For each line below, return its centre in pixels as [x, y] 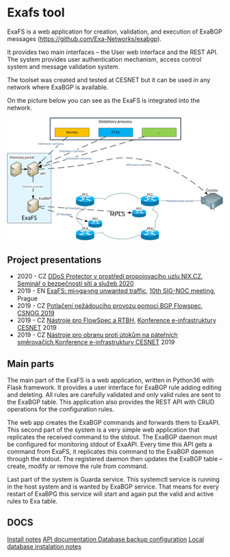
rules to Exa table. [33, 501]
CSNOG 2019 [36, 313]
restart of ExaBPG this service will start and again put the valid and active [111, 493]
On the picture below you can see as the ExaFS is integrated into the [104, 100]
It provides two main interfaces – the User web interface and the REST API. [113, 52]
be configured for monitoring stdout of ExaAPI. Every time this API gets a [110, 444]
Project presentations [54, 260]
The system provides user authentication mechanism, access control [104, 59]
